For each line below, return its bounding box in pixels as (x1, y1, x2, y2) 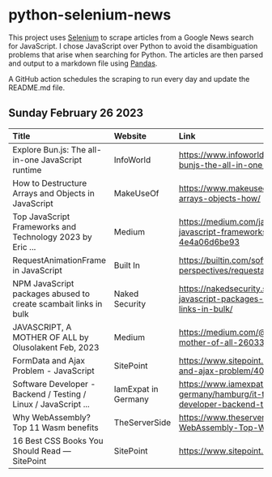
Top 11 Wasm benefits (12, 422, 99, 433)
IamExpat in (113, 383, 159, 394)
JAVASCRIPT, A (12, 321, 72, 333)
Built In (113, 260, 140, 271)
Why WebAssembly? (12, 411, 91, 423)
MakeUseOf (113, 187, 159, 199)
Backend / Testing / (12, 388, 87, 399)
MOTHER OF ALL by (12, 331, 89, 342)
